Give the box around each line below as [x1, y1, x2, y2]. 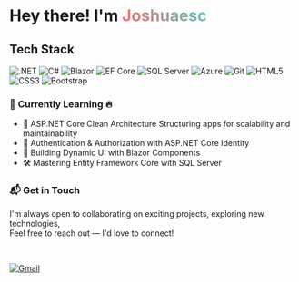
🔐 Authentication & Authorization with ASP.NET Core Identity [22, 138, 250, 149]
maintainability [22, 128, 78, 139]
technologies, [9, 218, 61, 229]
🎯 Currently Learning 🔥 [9, 97, 113, 110]
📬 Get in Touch [9, 184, 80, 197]
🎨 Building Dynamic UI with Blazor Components [22, 147, 201, 159]
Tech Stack [9, 42, 75, 57]
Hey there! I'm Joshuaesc [9, 5, 207, 26]
